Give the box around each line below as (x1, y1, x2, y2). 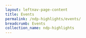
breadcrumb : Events (5, 21, 46, 26)
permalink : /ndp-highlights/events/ (5, 16, 81, 21)
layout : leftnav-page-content (5, 7, 68, 12)
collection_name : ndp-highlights (5, 26, 75, 31)
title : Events (5, 12, 35, 17)
